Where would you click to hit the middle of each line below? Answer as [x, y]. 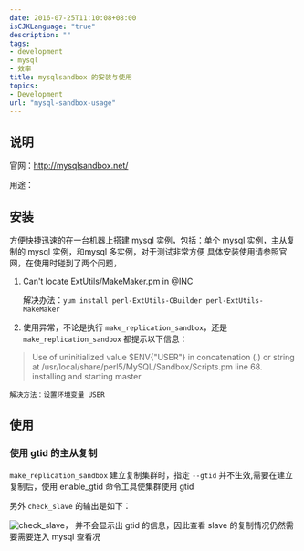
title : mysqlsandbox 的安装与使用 [71, 78]
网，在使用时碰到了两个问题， [65, 263]
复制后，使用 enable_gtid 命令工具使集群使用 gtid [102, 486]
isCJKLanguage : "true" [52, 26]
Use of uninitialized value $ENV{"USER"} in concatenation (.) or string [163, 357]
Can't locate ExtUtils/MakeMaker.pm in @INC [108, 281]
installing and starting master [86, 376]
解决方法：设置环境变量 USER [57, 395]
